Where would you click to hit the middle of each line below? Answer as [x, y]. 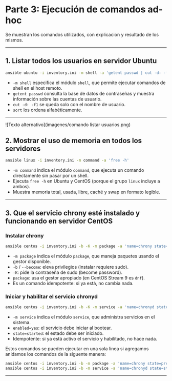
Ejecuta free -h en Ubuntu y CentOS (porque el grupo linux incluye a [86, 181]
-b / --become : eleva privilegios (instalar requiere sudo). [71, 267]
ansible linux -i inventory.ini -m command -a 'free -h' [67, 161]
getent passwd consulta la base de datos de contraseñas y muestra [83, 93]
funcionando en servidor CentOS [59, 221]
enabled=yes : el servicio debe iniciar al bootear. [62, 328]
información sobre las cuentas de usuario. [57, 99]
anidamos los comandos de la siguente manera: [56, 354]
